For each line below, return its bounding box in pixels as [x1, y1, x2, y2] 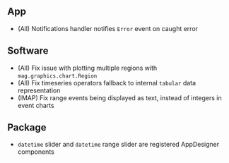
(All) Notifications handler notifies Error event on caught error [17, 24, 199, 32]
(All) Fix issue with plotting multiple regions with [17, 64, 158, 72]
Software [7, 45, 49, 57]
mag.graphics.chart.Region [17, 72, 98, 80]
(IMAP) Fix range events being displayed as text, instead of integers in [17, 93, 223, 102]
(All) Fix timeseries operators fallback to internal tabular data [17, 78, 196, 87]
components [17, 147, 54, 156]
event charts [17, 101, 54, 109]
